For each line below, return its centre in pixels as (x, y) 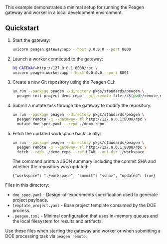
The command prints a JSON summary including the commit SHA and (84, 161)
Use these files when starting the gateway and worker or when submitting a (83, 231)
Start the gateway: (31, 40)
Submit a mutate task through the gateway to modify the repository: (82, 106)
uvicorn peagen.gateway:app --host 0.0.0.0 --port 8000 (72, 49)
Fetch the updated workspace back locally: (57, 133)
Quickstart (22, 28)
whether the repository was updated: (50, 167)
